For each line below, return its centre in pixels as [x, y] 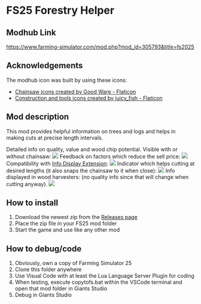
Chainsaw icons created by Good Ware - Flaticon [75, 92]
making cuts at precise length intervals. [55, 138]
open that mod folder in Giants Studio [61, 288]
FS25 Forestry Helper [60, 10]
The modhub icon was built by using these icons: [67, 80]
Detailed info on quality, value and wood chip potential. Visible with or [92, 149]
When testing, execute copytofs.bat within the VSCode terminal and [98, 282]
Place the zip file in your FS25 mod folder [66, 224]
